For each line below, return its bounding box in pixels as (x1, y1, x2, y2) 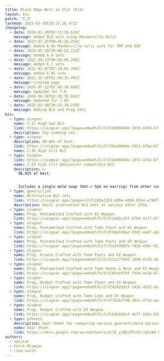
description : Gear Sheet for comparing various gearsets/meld (14, 321, 143, 326)
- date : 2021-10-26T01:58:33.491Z (9, 75, 80, 80)
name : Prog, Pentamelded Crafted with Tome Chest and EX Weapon (14, 225, 147, 230)
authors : (5, 335, 23, 339)
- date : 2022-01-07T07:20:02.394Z (9, 67, 80, 72)
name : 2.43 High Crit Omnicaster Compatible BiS (14, 162, 115, 167)
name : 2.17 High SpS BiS (14, 121, 64, 126)
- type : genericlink (9, 189, 51, 194)
